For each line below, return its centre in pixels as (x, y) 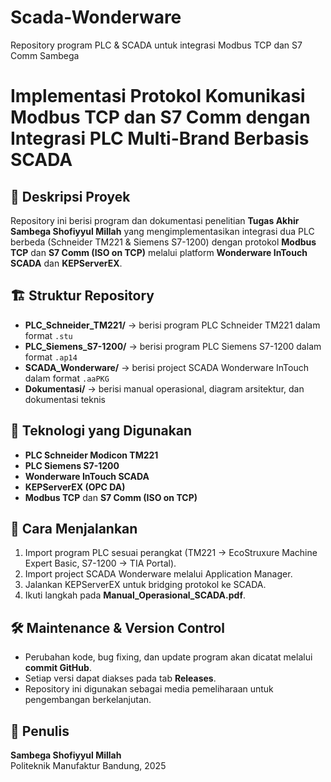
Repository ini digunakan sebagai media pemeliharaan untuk (149, 689)
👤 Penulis (40, 731)
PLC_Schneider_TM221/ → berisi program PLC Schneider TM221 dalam (172, 325)
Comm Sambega (45, 55)
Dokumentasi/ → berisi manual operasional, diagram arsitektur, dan (164, 388)
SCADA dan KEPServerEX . (66, 263)
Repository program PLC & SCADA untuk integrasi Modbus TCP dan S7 (156, 45)
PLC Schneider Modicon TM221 (91, 455)
